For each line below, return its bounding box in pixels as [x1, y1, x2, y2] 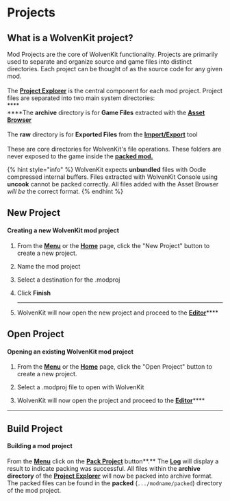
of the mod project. [7, 486, 62, 494]
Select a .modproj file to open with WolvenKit [16, 383, 144, 391]
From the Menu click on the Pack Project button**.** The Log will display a [7, 457, 219, 465]
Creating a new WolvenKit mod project [7, 226, 120, 234]
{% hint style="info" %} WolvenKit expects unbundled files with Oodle [7, 166, 207, 173]
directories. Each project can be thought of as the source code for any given [7, 65, 222, 73]
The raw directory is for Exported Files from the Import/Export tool [7, 130, 198, 138]
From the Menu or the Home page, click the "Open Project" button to [16, 363, 212, 371]
